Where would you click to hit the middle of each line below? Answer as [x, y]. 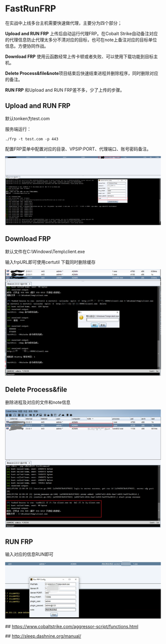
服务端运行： [18, 129]
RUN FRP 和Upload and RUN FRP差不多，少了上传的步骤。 [65, 90]
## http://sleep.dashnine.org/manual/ [43, 636]
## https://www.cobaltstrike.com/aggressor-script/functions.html [72, 626]
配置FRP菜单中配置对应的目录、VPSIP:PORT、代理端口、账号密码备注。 [78, 149]
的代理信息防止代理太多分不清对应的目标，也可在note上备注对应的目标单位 [81, 40]
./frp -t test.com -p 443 [32, 139]
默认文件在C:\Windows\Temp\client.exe [45, 252]
